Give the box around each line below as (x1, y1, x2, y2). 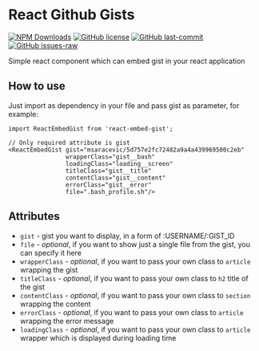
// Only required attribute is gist (8, 139, 130, 147)
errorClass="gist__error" (65, 180, 152, 189)
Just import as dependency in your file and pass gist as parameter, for (8, 100, 240, 110)
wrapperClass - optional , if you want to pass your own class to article (19, 256, 251, 266)
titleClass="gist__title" (65, 167, 152, 175)
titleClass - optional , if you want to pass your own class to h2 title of (19, 273, 249, 283)
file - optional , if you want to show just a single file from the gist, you (19, 239, 250, 249)
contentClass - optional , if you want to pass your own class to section (19, 290, 251, 300)
